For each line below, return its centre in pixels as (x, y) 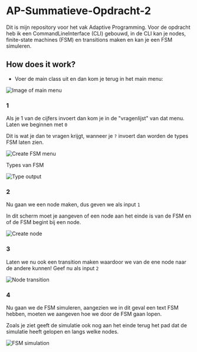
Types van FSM (25, 165)
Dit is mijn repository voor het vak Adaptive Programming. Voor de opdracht (98, 27)
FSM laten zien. (25, 142)
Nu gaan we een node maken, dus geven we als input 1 (73, 205)
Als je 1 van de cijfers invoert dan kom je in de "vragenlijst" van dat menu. (95, 119)
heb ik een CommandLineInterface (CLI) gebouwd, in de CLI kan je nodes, (96, 33)
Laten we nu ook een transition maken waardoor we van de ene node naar (96, 262)
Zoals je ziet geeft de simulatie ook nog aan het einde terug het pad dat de (97, 325)
